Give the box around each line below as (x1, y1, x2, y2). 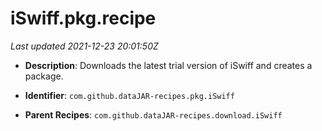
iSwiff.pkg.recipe (10, 7, 157, 30)
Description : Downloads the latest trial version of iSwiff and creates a (24, 59, 313, 71)
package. (24, 70, 64, 82)
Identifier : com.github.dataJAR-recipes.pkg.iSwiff (24, 89, 235, 101)
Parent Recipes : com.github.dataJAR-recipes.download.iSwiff (24, 108, 283, 121)
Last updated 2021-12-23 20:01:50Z (10, 40, 159, 52)
